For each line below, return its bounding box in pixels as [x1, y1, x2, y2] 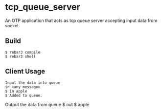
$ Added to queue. [5, 93, 43, 98]
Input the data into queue [5, 80, 60, 85]
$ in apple [5, 89, 27, 93]
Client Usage [5, 67, 46, 75]
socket [5, 22, 19, 28]
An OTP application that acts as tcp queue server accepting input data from [5, 18, 158, 23]
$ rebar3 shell [5, 54, 36, 59]
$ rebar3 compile [5, 50, 41, 55]
